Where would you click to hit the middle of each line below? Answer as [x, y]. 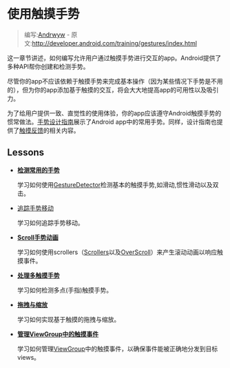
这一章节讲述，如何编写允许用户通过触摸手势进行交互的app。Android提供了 [114, 58]
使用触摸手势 [44, 14]
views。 [28, 357]
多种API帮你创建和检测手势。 [48, 66]
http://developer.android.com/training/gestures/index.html [115, 43]
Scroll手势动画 [38, 237]
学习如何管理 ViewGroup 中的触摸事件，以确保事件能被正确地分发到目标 [117, 349]
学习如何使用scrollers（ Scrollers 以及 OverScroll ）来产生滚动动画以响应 [117, 252]
